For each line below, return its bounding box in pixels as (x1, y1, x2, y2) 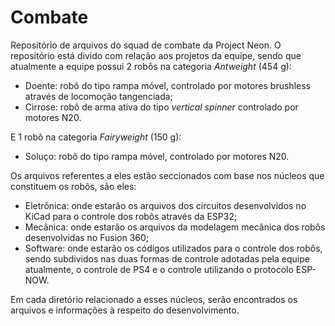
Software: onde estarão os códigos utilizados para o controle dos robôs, (24, 242, 323, 254)
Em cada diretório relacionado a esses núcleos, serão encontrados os (10, 293, 298, 305)
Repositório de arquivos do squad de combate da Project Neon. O (10, 39, 282, 51)
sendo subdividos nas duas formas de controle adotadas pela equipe (24, 252, 310, 265)
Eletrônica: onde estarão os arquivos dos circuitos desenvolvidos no (24, 199, 307, 211)
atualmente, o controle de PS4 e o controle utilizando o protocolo (24, 263, 294, 275)
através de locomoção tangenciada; (24, 90, 173, 102)
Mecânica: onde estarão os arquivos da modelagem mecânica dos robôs (24, 221, 326, 233)
